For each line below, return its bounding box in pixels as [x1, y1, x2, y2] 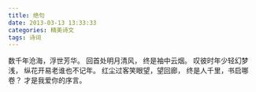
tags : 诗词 [8, 33, 42, 42]
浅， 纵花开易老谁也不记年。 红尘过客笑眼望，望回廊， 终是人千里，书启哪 [8, 66, 249, 75]
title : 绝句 [8, 11, 45, 20]
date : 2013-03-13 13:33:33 [8, 19, 97, 27]
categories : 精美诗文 [8, 26, 75, 34]
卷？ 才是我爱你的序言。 [8, 75, 87, 85]
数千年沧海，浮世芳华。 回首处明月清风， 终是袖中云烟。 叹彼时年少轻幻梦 [8, 56, 249, 65]
